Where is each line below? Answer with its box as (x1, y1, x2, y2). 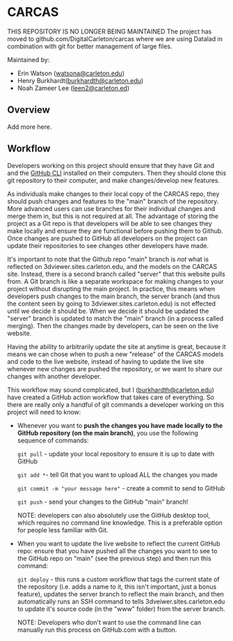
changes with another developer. (7, 372, 102, 380)
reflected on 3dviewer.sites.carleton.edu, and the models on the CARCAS (7, 262, 218, 270)
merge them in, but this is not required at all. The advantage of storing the (7, 212, 219, 220)
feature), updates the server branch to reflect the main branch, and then (17, 589, 225, 598)
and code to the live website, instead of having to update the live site (7, 357, 204, 366)
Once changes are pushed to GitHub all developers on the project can (7, 234, 207, 242)
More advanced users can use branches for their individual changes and (7, 204, 216, 213)
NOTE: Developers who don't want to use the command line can (17, 618, 202, 626)
